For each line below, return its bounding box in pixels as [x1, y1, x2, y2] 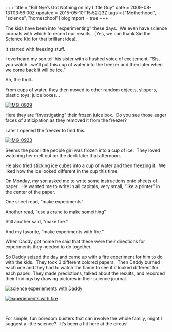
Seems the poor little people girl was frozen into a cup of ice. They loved [5, 147, 160, 153]
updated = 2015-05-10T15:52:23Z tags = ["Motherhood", [35, 10, 157, 16]
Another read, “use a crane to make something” [5, 209, 106, 215]
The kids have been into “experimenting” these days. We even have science [5, 25, 167, 31]
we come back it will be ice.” [5, 67, 66, 73]
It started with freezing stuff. [5, 46, 66, 52]
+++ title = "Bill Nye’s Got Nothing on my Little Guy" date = [5, 5, 129, 10]
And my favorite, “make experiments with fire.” [5, 229, 104, 235]
